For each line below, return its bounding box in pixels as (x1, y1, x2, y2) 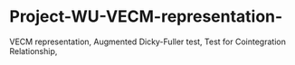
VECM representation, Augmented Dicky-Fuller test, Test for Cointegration (9, 36, 287, 47)
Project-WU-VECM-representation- (9, 6, 283, 27)
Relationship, (9, 45, 58, 56)
